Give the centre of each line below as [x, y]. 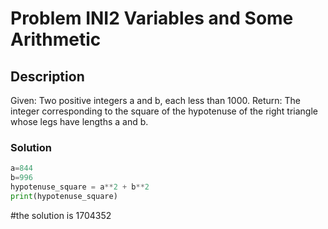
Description [47, 76]
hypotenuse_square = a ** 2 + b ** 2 [80, 187]
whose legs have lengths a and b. [79, 121]
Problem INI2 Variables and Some [152, 18]
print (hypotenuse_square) [64, 196]
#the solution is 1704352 [61, 215]
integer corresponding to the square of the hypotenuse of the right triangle [164, 111]
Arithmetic [56, 39]
